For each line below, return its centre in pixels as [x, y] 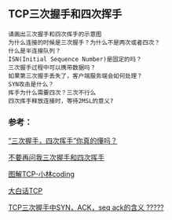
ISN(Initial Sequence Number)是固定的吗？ [75, 59]
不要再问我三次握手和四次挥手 [56, 158]
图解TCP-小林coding [41, 174]
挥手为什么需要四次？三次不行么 [52, 93]
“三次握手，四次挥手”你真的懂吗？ [63, 141]
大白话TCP [26, 191]
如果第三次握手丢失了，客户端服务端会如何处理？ [75, 76]
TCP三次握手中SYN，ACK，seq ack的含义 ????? [86, 207]
